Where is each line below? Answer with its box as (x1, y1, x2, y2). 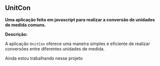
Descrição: (5, 31, 28, 37)
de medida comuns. (5, 22, 46, 28)
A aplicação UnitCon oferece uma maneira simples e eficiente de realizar (5, 41, 150, 47)
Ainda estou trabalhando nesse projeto (5, 55, 83, 61)
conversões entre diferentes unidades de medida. (5, 46, 105, 51)
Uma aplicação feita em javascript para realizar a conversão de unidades (5, 16, 155, 22)
